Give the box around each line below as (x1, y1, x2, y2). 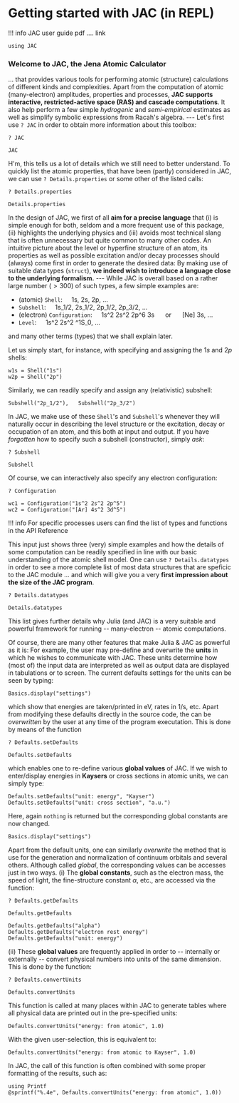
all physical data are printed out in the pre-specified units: (8, 1009, 178, 1017)
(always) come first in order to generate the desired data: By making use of (8, 259, 228, 268)
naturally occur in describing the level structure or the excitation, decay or (8, 420, 225, 429)
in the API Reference (8, 527, 68, 535)
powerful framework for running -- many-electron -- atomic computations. (8, 624, 227, 633)
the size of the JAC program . (8, 578, 95, 586)
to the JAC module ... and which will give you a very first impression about (8, 571, 228, 579)
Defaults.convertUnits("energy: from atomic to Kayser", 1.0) (8, 1049, 196, 1057)
